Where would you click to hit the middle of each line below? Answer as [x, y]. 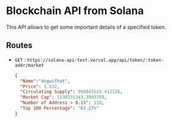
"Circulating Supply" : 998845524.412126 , [72, 92]
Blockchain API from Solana [75, 11]
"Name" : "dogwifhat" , [45, 81]
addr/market [29, 65]
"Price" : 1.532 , [40, 86]
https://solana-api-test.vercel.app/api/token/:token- [96, 60]
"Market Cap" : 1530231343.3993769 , [64, 97]
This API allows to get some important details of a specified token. [86, 27]
